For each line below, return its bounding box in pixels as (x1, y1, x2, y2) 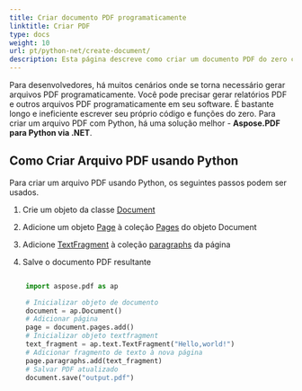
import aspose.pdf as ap (25, 281, 119, 290)
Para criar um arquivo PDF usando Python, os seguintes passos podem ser (9, 177, 288, 188)
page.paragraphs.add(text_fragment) (25, 356, 164, 365)
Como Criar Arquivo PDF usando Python (9, 154, 239, 169)
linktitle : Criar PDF (9, 22, 91, 31)
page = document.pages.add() (25, 323, 135, 333)
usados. (9, 186, 39, 198)
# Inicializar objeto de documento (25, 298, 159, 307)
